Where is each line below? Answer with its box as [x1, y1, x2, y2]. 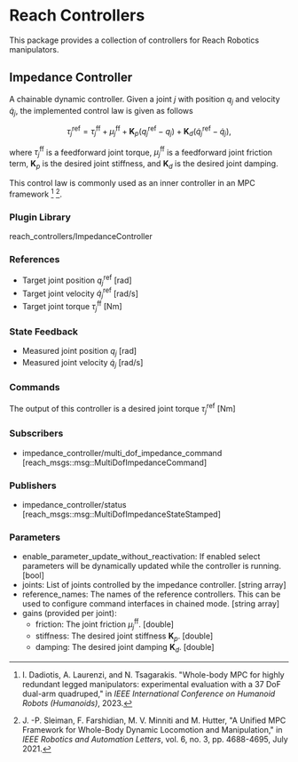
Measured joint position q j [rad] [21, 345, 137, 358]
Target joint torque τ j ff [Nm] [21, 300, 122, 314]
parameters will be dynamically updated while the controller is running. [21, 561, 282, 572]
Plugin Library [9, 211, 71, 223]
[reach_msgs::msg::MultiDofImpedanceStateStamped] [21, 509, 222, 519]
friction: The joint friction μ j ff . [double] [35, 617, 175, 631]
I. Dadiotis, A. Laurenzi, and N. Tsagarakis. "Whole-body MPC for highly [21, 670, 286, 680]
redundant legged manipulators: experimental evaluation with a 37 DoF [21, 679, 282, 690]
